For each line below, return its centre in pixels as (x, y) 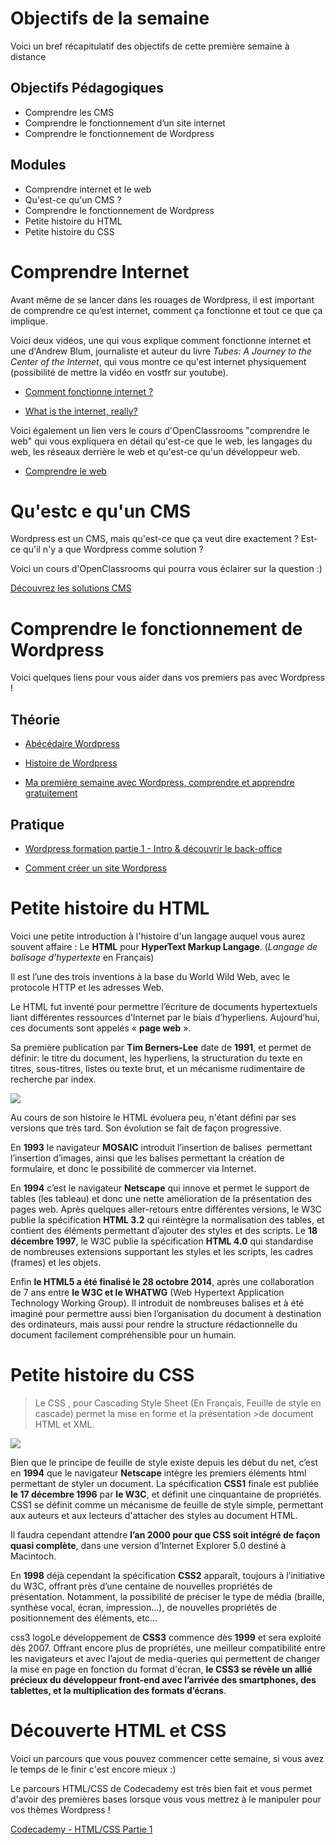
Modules (38, 165)
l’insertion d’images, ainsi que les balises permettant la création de (147, 1158)
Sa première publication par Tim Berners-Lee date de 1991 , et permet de (161, 1047)
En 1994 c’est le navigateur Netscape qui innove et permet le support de (160, 1188)
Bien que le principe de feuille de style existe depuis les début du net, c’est (164, 1462)
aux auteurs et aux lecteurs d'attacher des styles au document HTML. (154, 1515)
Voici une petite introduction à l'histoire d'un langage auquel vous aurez (158, 936)
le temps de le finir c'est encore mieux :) (93, 1769)
